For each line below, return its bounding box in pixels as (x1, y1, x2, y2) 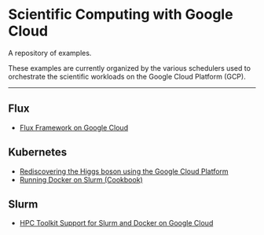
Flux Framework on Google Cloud (19, 123, 128, 132)
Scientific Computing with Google (8, 6, 233, 24)
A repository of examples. (8, 48, 92, 57)
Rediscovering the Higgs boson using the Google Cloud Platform (19, 167, 229, 176)
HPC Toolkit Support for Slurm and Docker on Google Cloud (19, 218, 214, 228)
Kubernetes (8, 145, 68, 159)
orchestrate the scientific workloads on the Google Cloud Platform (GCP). (8, 72, 246, 81)
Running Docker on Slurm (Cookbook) (19, 174, 143, 184)
